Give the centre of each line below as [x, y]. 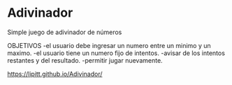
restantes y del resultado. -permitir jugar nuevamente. [85, 60]
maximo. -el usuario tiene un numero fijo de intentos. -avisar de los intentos [116, 53]
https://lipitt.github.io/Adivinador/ [55, 74]
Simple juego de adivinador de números [65, 32]
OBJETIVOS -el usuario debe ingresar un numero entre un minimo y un [109, 45]
